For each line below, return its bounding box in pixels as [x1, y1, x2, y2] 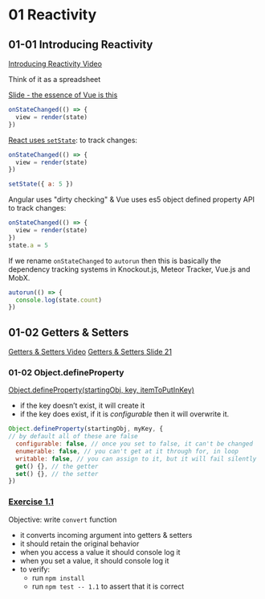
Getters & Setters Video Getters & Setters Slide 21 [8, 347, 173, 357]
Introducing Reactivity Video [8, 59, 103, 68]
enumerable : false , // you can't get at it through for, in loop [15, 447, 239, 455]
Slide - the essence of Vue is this [8, 90, 118, 100]
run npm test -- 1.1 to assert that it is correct [31, 581, 185, 591]
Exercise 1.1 [8, 496, 55, 507]
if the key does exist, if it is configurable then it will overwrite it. [19, 409, 230, 419]
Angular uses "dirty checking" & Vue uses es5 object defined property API [8, 195, 255, 204]
